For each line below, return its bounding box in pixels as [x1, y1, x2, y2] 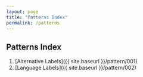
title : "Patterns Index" [6, 14, 68, 20]
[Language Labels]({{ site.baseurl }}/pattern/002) [14, 64, 137, 72]
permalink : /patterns [6, 20, 60, 26]
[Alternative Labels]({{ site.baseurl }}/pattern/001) [14, 58, 138, 65]
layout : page [6, 8, 39, 15]
